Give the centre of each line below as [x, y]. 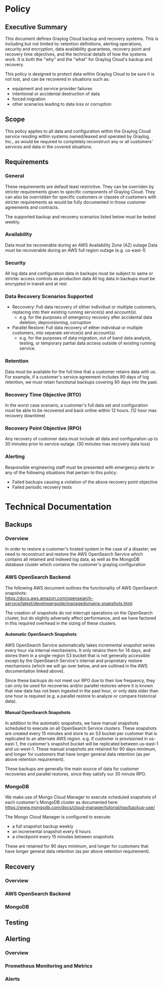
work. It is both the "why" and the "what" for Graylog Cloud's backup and [79, 59]
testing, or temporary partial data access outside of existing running [87, 343]
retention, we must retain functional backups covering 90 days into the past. [81, 382]
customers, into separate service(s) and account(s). [64, 333]
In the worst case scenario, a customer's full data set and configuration [77, 405]
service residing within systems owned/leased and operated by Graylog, [78, 136]
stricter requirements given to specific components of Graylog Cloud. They [80, 191]
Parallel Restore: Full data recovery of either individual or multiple [77, 328]
